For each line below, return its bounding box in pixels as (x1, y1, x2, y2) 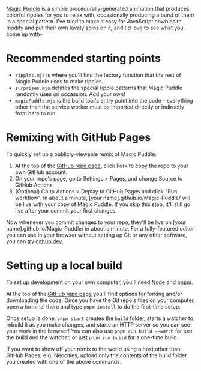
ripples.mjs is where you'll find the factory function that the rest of (14, 71, 181, 79)
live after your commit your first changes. (14, 207, 117, 214)
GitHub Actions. (14, 181, 55, 189)
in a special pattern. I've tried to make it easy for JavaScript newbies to (6, 18, 182, 25)
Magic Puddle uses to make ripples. (14, 77, 104, 85)
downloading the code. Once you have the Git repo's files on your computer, (6, 297, 195, 304)
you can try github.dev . (6, 237, 64, 245)
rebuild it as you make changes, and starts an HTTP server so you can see (6, 321, 190, 328)
